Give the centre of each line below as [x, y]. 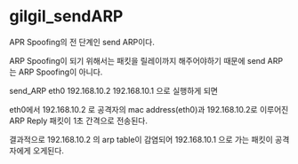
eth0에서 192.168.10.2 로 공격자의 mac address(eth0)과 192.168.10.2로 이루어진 [149, 109]
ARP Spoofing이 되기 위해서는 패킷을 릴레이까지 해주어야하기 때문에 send [137, 60]
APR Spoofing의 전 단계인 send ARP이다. [82, 42]
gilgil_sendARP [66, 16]
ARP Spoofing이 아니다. [60, 72]
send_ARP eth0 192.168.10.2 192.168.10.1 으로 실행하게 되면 [113, 90]
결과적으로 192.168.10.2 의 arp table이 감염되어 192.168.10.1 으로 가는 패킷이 [141, 139]
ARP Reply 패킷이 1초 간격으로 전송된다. [79, 121]
